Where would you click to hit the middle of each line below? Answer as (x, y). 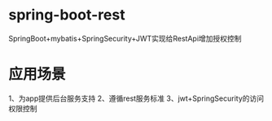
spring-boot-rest (67, 15)
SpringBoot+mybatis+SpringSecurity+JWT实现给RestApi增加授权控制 (125, 38)
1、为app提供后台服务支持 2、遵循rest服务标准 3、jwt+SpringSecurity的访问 (136, 98)
